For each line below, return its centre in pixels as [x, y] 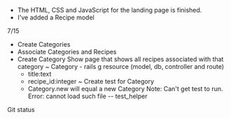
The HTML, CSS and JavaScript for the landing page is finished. [110, 10]
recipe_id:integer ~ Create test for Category [91, 81]
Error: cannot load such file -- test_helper [87, 96]
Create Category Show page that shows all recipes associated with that [120, 59]
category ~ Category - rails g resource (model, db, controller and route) [121, 66]
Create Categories [44, 44]
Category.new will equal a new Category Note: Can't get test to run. [125, 89]
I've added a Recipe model [56, 17]
